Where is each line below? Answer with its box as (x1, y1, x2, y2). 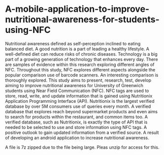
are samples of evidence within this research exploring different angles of (5, 62, 155, 67)
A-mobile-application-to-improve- (5, 3, 150, 15)
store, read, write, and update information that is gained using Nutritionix (5, 93, 153, 99)
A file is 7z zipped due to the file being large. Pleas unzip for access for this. (5, 144, 160, 150)
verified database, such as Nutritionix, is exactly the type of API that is (5, 119, 148, 125)
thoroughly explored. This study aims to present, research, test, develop (5, 77, 152, 83)
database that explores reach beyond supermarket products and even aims (5, 108, 158, 114)
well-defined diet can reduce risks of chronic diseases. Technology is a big (5, 51, 158, 57)
